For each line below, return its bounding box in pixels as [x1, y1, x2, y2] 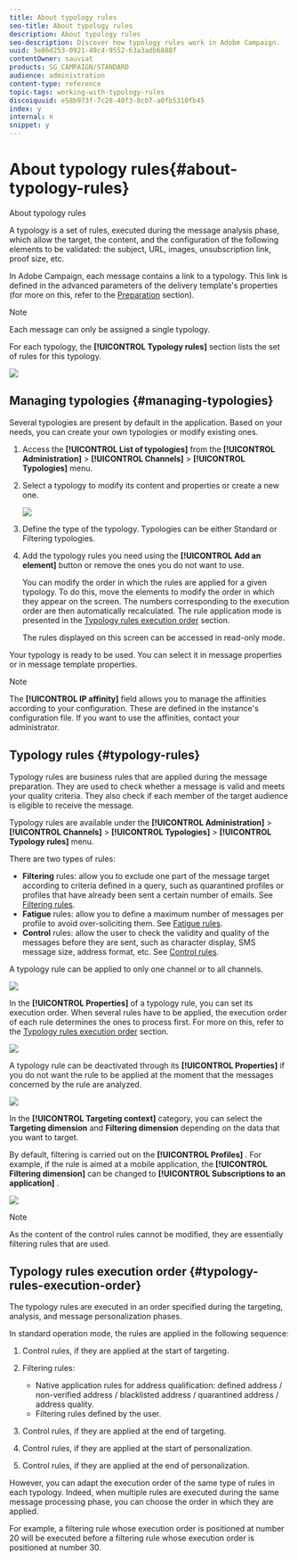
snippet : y [9, 121, 50, 130]
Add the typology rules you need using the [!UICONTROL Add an [21, 550, 262, 561]
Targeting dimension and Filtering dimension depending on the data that [9, 1122, 280, 1133]
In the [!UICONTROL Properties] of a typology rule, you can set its [9, 998, 254, 1008]
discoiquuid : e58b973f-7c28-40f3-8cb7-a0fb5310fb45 [9, 95, 205, 105]
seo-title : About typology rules [9, 21, 133, 30]
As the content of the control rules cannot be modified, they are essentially [9, 1228, 284, 1239]
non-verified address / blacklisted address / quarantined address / [35, 1390, 279, 1401]
